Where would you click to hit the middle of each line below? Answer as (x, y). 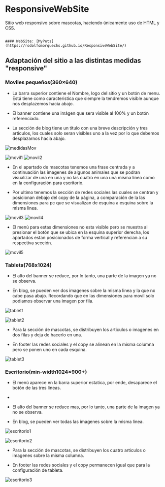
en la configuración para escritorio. (48, 183)
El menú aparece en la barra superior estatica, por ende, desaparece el (84, 383)
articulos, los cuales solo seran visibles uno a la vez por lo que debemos (86, 133)
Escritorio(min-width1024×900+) (46, 372)
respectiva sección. (32, 243)
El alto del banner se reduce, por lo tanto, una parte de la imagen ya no (84, 276)
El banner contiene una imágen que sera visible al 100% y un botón (81, 113)
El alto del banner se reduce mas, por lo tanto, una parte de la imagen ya (86, 407)
